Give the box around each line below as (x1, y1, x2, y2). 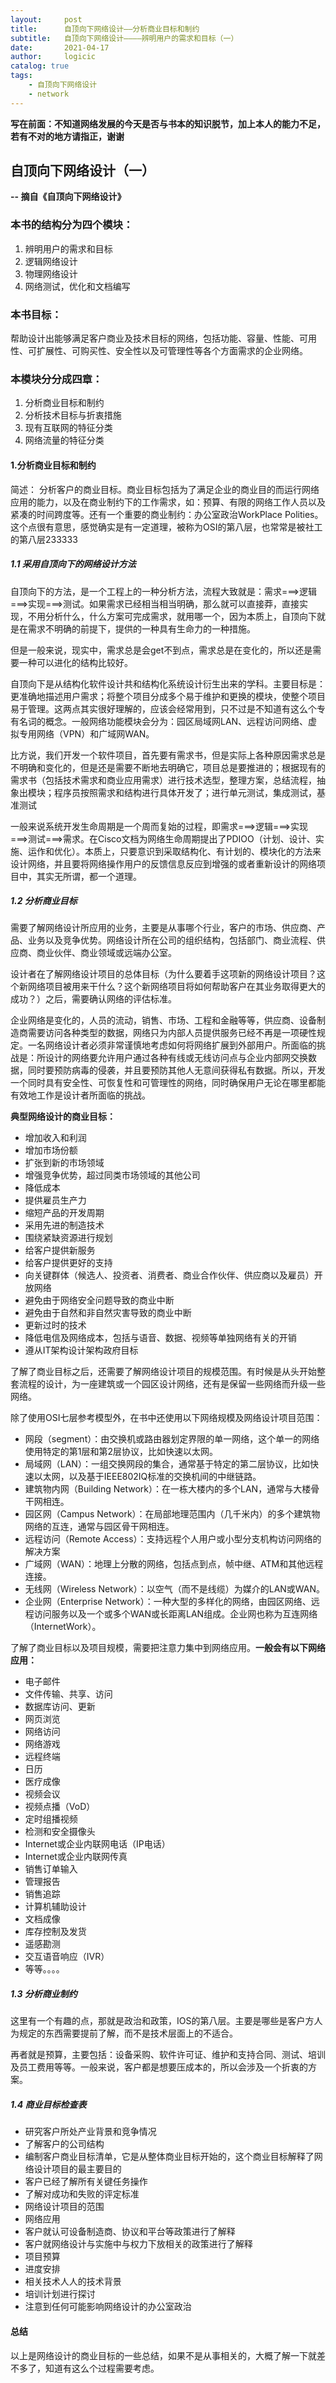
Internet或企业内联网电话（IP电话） (24, 1838, 171, 1850)
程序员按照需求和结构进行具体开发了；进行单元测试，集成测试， (53, 786, 317, 798)
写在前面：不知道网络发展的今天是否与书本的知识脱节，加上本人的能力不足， (10, 117, 326, 130)
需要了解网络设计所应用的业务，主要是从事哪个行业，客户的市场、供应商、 (10, 922, 317, 934)
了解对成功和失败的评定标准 (24, 2188, 140, 2200)
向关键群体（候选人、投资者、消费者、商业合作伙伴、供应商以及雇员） (24, 1269, 315, 1281)
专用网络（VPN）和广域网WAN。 (18, 727, 155, 740)
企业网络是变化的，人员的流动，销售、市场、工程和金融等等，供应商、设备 (10, 1014, 317, 1026)
